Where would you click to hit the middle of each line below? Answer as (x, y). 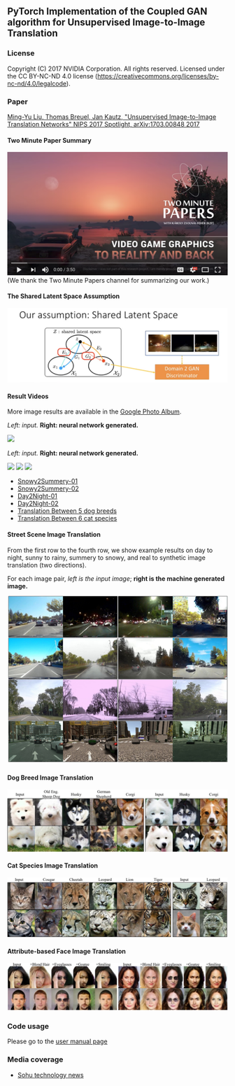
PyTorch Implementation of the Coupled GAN (107, 12)
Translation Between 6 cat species (67, 519)
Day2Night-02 (38, 504)
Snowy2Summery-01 (48, 481)
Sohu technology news (50, 1075)
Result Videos (28, 396)
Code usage (28, 1026)
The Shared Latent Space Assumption (64, 296)
